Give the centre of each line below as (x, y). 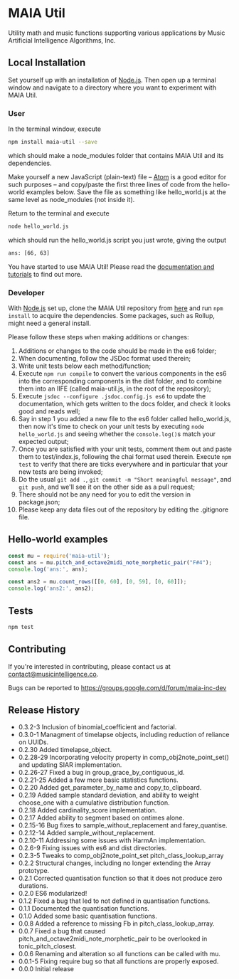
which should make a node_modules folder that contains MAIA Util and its (116, 155)
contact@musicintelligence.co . (53, 674)
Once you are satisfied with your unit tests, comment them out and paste (125, 449)
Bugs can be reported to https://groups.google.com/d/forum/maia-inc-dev (117, 687)
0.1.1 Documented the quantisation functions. (84, 909)
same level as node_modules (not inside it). (71, 199)
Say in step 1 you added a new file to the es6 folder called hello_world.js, (125, 418)
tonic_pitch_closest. (47, 946)
